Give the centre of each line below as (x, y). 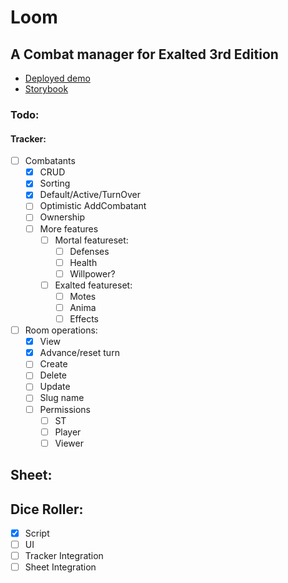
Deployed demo (57, 78)
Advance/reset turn (79, 353)
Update (55, 387)
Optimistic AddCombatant (93, 206)
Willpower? (92, 273)
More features (69, 228)
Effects (84, 319)
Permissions (65, 409)
